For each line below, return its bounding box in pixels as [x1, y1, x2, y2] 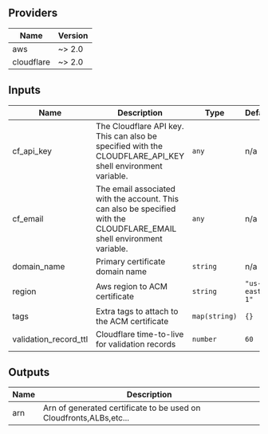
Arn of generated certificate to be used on [42, 402, 201, 413]
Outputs [8, 366, 50, 379]
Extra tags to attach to [95, 306, 179, 317]
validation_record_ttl [12, 334, 89, 345]
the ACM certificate [95, 315, 169, 326]
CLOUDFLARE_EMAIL [95, 223, 177, 234]
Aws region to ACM [95, 280, 167, 291]
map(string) [191, 311, 238, 321]
